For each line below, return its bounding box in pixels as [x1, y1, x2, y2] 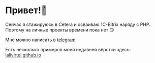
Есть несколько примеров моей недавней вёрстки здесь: [5, 46, 131, 52]
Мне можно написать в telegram [5, 37, 76, 43]
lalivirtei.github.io [5, 52, 42, 58]
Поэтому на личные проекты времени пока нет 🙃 [5, 26, 114, 33]
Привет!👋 [5, 5, 47, 16]
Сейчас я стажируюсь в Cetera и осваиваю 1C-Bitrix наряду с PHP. [5, 21, 151, 27]
